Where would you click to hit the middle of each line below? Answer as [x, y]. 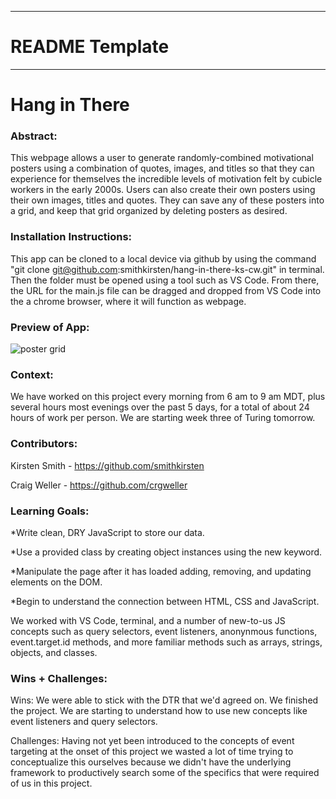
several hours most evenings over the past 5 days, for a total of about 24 [160, 407]
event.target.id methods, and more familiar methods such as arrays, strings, [166, 642]
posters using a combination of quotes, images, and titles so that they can [162, 168]
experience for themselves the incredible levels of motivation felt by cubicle [166, 179]
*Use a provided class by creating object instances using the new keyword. [166, 552]
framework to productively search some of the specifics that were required [165, 773]
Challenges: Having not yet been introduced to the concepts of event [152, 741]
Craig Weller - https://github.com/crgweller [99, 485]
